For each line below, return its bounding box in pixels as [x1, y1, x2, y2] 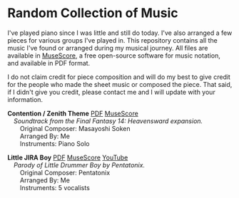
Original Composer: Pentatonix [20, 168, 111, 177]
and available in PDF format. [7, 58, 91, 67]
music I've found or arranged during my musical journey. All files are [7, 43, 208, 52]
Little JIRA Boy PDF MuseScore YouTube [7, 153, 128, 162]
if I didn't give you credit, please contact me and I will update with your [7, 88, 215, 96]
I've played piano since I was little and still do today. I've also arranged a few [7, 28, 233, 37]
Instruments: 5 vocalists [20, 183, 91, 192]
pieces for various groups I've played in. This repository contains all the [7, 36, 218, 44]
